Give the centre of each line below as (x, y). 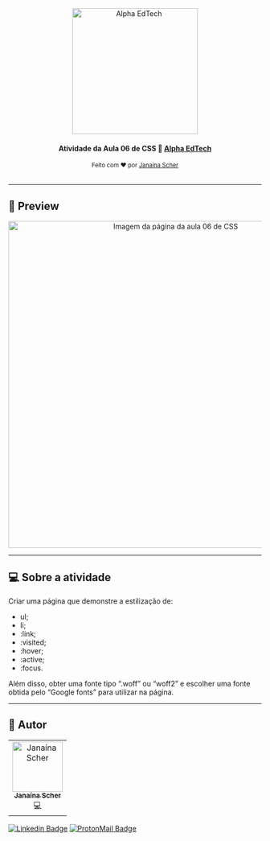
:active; (32, 659)
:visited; (33, 642)
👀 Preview (34, 206)
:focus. (31, 668)
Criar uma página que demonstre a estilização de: (91, 601)
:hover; (32, 650)
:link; (28, 633)
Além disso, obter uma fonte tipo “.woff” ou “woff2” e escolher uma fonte (129, 683)
